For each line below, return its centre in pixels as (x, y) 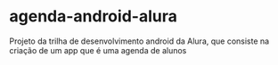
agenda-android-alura (94, 16)
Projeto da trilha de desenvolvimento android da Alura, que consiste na (139, 41)
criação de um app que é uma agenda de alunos (98, 50)
